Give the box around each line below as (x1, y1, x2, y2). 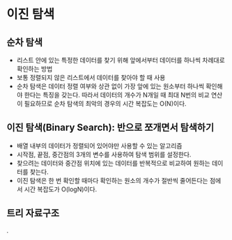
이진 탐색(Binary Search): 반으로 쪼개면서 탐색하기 (6, 122, 215, 134)
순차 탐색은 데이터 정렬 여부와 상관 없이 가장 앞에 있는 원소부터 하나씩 (16, 82, 205, 90)
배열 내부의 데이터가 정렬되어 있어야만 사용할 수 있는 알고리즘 (16, 141, 183, 150)
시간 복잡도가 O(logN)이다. (24, 185, 98, 193)
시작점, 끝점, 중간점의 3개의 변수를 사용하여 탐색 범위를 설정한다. (16, 150, 192, 159)
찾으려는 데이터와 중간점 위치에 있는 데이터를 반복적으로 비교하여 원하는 (16, 159, 210, 167)
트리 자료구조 (6, 207, 60, 219)
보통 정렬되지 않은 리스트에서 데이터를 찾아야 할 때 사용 (16, 74, 166, 81)
